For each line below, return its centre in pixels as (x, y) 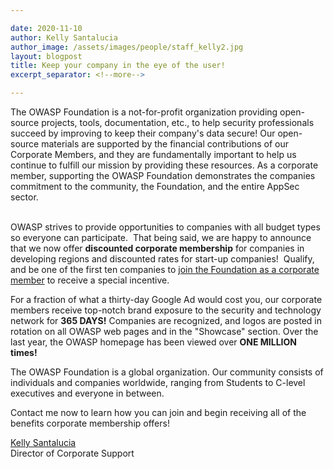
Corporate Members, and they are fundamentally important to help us (153, 154)
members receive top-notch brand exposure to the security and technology (166, 310)
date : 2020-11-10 (46, 28)
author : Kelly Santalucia (64, 37)
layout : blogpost (46, 56)
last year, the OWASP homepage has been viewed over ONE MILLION (154, 342)
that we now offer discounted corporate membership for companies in (157, 248)
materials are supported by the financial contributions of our (165, 144)
